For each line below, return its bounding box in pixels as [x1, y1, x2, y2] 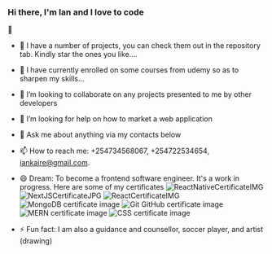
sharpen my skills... [19, 74, 85, 84]
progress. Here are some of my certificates [19, 182, 165, 192]
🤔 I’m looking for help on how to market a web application [19, 114, 213, 124]
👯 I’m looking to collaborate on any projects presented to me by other [19, 90, 252, 99]
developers [19, 99, 58, 108]
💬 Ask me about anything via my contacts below [19, 129, 182, 140]
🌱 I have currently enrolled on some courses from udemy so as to [19, 65, 239, 75]
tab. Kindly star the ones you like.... [19, 50, 138, 59]
